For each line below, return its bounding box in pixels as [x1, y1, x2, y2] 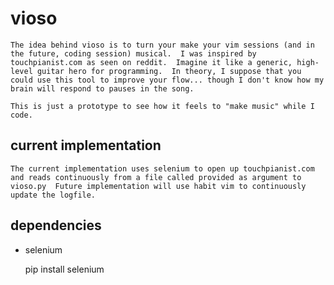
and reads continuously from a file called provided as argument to [10, 172, 302, 182]
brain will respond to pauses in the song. [10, 83, 195, 94]
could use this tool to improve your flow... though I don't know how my [10, 75, 325, 85]
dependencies [10, 217, 102, 234]
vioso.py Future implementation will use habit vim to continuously [10, 181, 307, 191]
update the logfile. [10, 190, 97, 200]
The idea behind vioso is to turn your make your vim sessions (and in [10, 40, 315, 50]
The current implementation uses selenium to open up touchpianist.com [10, 163, 315, 174]
